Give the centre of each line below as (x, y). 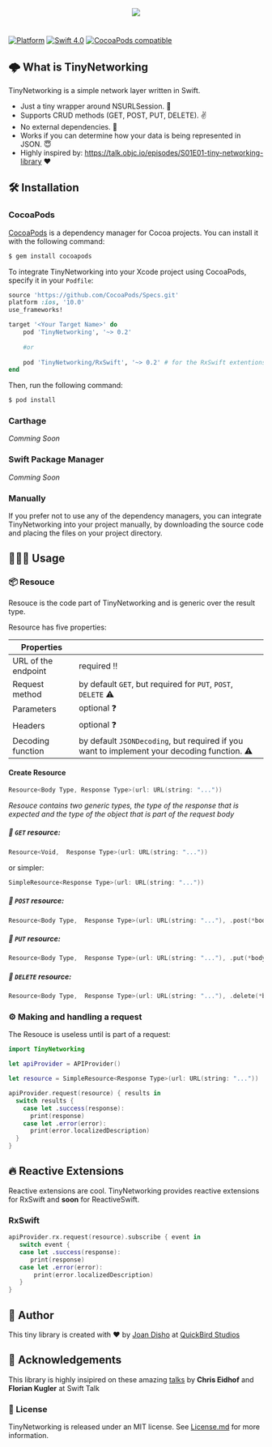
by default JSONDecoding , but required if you (161, 741)
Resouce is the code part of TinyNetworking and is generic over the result (132, 603)
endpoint (30, 671)
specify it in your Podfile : (51, 280)
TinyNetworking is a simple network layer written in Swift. (104, 90)
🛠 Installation (44, 188)
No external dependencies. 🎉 (68, 127)
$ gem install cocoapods (50, 256)
